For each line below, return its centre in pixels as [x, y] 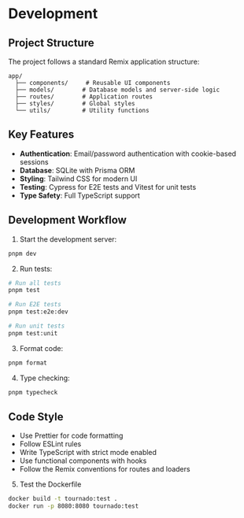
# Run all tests [35, 283]
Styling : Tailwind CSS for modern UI [78, 179]
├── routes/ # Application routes [84, 97]
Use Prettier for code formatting [71, 436]
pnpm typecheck [33, 392]
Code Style [36, 417]
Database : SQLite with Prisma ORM [77, 170]
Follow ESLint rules [50, 444]
